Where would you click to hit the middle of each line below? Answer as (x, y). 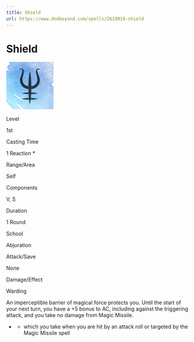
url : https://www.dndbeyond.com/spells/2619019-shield (75, 19)
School (15, 234)
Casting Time (22, 142)
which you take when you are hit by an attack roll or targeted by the (106, 327)
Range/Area (21, 165)
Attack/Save (21, 257)
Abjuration (19, 245)
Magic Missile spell (47, 333)
